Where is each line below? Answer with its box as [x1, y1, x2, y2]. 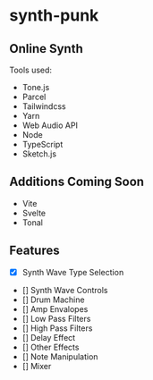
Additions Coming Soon [9, 174, 145, 190]
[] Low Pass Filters [21, 313, 91, 324]
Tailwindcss [21, 101, 66, 112]
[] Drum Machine [21, 294, 85, 305]
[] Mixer [21, 360, 52, 371]
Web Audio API [21, 120, 79, 131]
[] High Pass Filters [21, 323, 93, 334]
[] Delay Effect [21, 332, 76, 342]
